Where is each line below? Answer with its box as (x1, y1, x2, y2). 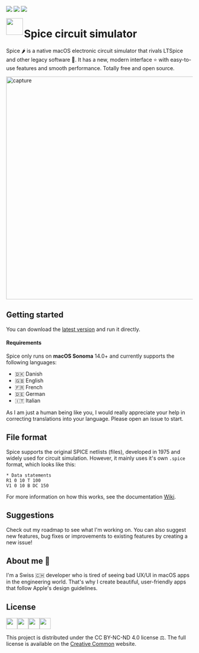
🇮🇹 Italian (14, 397, 40, 404)
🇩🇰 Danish (14, 370, 43, 377)
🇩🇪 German (14, 390, 46, 398)
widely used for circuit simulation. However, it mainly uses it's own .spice (6, 455, 185, 462)
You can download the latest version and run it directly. (6, 326, 140, 333)
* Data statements (6, 472, 52, 478)
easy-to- (170, 56, 191, 63)
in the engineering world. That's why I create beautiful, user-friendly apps (6, 578, 187, 585)
